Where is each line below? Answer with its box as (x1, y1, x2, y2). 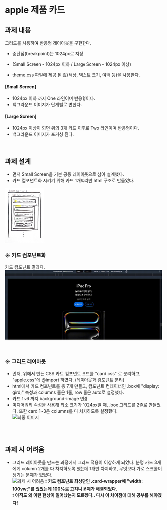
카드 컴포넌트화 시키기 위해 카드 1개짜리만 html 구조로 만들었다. (12, 178, 135, 184)
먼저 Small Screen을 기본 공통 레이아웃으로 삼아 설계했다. (12, 171, 124, 177)
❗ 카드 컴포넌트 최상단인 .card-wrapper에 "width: (45, 478, 143, 484)
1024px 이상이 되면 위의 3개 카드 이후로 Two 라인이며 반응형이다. (12, 125, 139, 131)
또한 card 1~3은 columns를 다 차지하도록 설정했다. (19, 408, 118, 414)
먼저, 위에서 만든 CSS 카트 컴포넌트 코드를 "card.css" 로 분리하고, (12, 370, 141, 376)
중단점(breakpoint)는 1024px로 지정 (12, 51, 83, 56)
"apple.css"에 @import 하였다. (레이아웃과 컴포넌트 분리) (12, 377, 125, 383)
